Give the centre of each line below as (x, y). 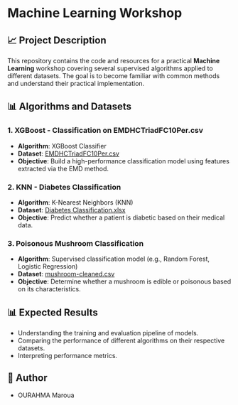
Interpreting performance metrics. (67, 356)
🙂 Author (27, 378)
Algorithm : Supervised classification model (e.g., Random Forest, (114, 259)
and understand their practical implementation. (76, 83)
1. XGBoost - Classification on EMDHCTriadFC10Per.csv (106, 131)
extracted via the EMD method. (63, 168)
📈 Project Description (57, 40)
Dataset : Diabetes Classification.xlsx (71, 210)
